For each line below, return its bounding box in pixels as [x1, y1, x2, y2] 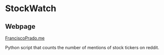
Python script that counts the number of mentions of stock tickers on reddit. [5, 45, 160, 50]
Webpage [5, 22, 35, 31]
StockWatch [5, 3, 57, 14]
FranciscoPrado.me [5, 35, 45, 41]
